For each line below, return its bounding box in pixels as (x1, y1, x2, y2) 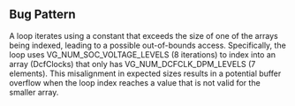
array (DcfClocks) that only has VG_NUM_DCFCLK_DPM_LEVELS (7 (9, 58, 256, 69)
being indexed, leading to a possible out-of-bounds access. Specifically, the (9, 40, 287, 50)
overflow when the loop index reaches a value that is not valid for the (9, 77, 261, 87)
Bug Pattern (9, 7, 76, 22)
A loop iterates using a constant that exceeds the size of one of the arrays (9, 30, 278, 41)
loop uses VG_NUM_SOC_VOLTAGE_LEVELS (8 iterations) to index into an (9, 49, 276, 60)
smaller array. (9, 87, 59, 97)
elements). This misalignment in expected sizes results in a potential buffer (9, 68, 282, 79)
